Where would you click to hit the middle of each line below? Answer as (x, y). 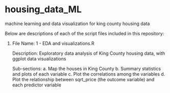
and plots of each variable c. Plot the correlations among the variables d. (89, 74)
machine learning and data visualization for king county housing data (77, 24)
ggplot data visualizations (39, 59)
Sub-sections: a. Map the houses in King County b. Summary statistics (87, 68)
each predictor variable (37, 85)
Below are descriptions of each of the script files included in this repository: (84, 33)
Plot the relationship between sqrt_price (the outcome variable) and (83, 79)
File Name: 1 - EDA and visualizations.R (53, 43)
